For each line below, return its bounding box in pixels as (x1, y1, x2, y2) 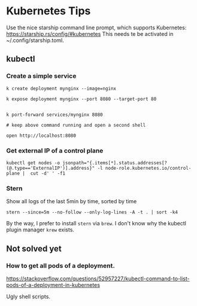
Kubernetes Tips (6, 4, 91, 18)
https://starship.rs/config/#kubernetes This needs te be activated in (6, 30, 174, 37)
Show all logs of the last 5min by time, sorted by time (6, 198, 137, 205)
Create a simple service (6, 72, 77, 80)
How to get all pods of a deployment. (6, 261, 115, 270)
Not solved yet (6, 243, 62, 253)
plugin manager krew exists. (6, 226, 75, 234)
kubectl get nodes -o (6, 160, 60, 166)
